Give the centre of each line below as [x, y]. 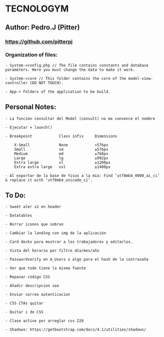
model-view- [141, 78]
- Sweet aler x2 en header [33, 207]
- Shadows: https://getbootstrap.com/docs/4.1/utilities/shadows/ [76, 330]
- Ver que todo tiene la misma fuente [45, 268]
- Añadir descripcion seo [32, 286]
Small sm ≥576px [61, 149]
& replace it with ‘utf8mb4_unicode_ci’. [49, 180]
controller [16, 83]
